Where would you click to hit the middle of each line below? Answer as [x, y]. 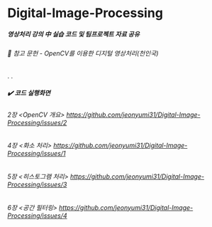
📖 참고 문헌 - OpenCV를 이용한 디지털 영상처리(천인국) [83, 53]
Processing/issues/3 [37, 184]
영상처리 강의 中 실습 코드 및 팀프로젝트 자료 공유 [74, 34]
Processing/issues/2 [37, 122]
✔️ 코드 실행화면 [29, 93]
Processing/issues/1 [37, 154]
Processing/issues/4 [37, 216]
